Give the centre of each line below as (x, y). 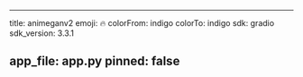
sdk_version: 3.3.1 (42, 33)
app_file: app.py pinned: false (95, 61)
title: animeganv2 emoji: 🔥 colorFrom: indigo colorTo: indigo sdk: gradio (142, 23)
